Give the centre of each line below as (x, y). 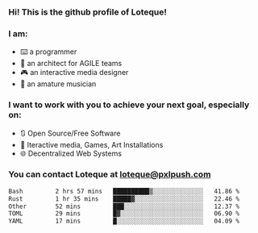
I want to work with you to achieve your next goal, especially (129, 105)
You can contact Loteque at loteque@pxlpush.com (110, 174)
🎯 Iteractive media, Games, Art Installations (92, 144)
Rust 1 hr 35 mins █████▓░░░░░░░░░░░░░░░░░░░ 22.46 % (124, 199)
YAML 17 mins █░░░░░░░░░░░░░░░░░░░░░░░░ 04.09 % (124, 221)
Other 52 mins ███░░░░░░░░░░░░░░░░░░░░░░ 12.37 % (124, 206)
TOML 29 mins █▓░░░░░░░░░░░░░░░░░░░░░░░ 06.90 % (124, 214)
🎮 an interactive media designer (74, 73)
